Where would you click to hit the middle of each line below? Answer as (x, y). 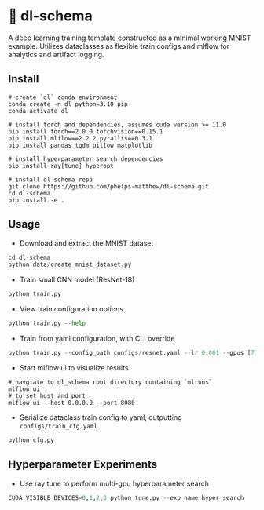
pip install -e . (37, 200)
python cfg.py (31, 440)
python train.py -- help (47, 324)
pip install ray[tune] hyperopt (61, 166)
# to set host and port (47, 395)
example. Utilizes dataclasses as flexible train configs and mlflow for (119, 46)
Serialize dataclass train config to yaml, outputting (101, 417)
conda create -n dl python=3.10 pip (68, 104)
